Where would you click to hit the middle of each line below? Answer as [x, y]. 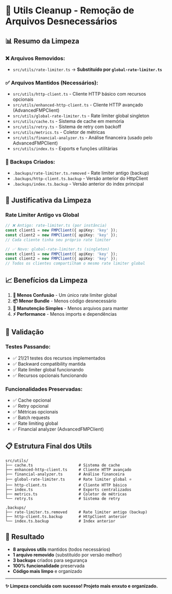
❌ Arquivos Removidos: [35, 58]
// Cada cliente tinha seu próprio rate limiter [58, 240]
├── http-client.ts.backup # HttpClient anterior [66, 516]
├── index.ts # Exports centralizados [68, 490]
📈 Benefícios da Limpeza [47, 280]
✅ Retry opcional [30, 406]
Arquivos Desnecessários [61, 21]
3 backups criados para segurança [50, 560]
